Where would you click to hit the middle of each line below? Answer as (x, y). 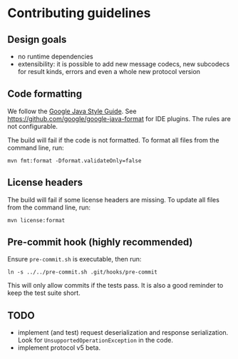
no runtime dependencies (56, 56)
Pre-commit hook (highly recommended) (100, 243)
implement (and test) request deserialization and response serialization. (123, 333)
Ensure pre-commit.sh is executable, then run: (74, 259)
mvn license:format (36, 220)
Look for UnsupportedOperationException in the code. (95, 340)
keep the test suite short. (44, 293)
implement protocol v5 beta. (59, 348)
